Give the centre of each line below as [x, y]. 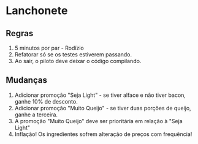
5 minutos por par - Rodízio [49, 48]
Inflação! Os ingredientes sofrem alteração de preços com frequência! [103, 134]
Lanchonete [37, 11]
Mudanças [26, 80]
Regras [20, 33]
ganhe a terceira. [36, 115]
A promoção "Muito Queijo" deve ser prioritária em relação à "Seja [99, 121]
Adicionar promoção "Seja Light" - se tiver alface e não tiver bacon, [100, 95]
